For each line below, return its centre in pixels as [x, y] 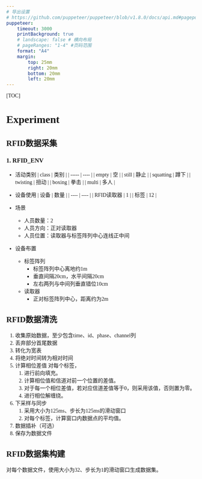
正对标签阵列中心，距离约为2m [71, 299]
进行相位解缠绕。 [45, 396]
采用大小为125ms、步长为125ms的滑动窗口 [75, 411]
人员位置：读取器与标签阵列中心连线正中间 [77, 236]
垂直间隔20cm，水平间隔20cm [68, 277]
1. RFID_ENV [25, 160]
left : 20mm [41, 79]
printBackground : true [45, 34]
